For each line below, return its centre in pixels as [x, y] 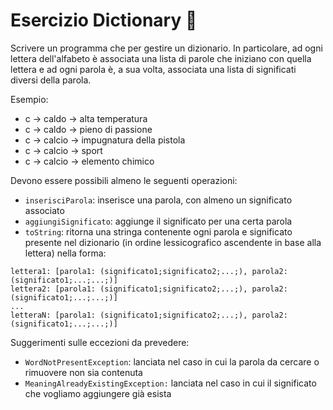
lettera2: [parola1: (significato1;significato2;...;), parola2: [149, 289]
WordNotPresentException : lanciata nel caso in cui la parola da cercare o [172, 361]
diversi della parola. [51, 80]
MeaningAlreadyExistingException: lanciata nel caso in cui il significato [170, 383]
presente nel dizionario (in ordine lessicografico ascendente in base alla [173, 242]
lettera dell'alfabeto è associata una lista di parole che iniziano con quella [161, 58]
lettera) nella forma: [65, 253]
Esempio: [29, 99]
